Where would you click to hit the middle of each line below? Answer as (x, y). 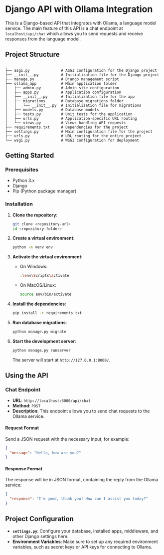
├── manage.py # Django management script (62, 79)
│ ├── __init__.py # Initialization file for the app (70, 96)
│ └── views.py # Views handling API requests (66, 123)
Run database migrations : (40, 322)
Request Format (22, 428)
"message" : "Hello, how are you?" (45, 453)
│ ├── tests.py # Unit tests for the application (69, 114)
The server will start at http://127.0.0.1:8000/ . (61, 360)
